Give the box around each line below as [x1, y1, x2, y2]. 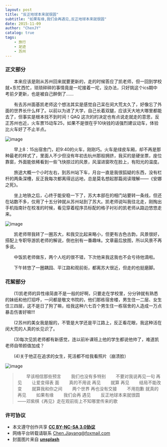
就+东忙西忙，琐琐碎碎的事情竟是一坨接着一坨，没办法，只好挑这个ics [5, 84, 149, 90]
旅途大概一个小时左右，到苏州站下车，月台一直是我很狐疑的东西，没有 [13, 169, 158, 175]
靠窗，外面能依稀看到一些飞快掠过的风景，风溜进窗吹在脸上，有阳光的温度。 [5, 158, 162, 164]
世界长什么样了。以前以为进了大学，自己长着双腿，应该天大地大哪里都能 [13, 107, 162, 113]
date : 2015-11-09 [5, 21, 41, 26]
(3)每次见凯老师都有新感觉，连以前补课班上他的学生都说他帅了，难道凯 [13, 336, 159, 343]
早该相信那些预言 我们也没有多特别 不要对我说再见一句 [26, 373, 155, 379]
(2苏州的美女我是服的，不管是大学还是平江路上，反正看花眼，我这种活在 [13, 320, 162, 326]
